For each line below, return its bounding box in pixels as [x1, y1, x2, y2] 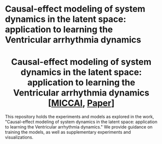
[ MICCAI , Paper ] [48, 98, 115, 109]
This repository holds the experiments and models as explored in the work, [5, 114, 154, 120]
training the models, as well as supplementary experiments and [5, 129, 132, 135]
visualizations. [5, 134, 34, 140]
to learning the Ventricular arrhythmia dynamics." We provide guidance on [5, 124, 153, 130]
